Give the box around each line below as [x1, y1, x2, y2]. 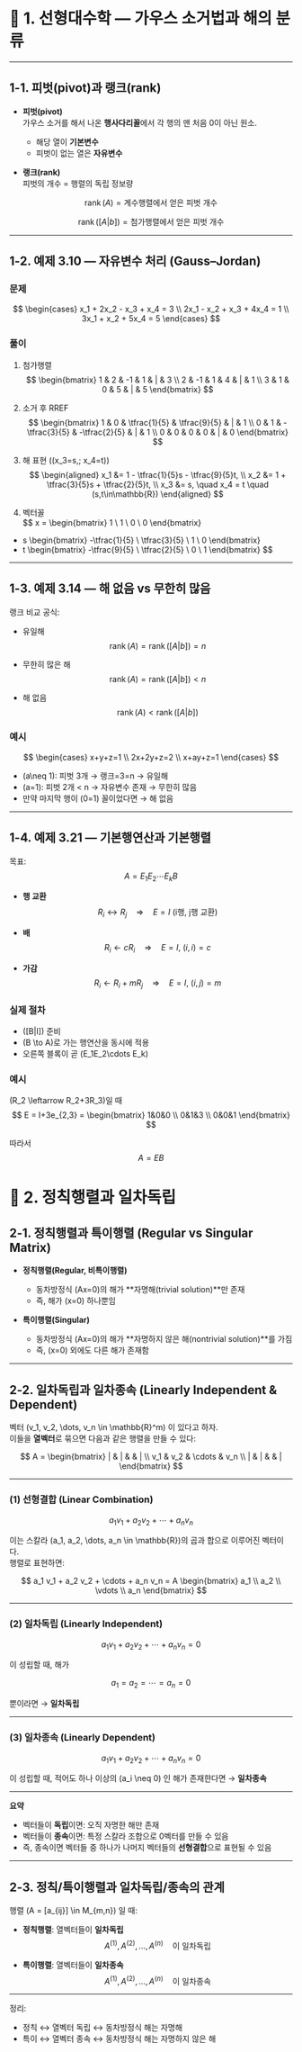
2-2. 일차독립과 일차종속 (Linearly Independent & [9, 1382, 277, 1398]
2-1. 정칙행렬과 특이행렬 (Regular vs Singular [9, 1226, 253, 1241]
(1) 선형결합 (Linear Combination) [9, 1493, 154, 1506]
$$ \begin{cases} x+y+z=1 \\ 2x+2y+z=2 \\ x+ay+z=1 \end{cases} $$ [22, 751, 280, 762]
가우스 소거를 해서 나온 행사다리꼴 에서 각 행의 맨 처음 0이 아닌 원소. [22, 117, 258, 128]
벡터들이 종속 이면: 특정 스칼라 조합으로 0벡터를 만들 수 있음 [22, 1831, 229, 1841]
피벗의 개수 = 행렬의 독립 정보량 [22, 177, 134, 189]
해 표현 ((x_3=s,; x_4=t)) [22, 454, 110, 465]
